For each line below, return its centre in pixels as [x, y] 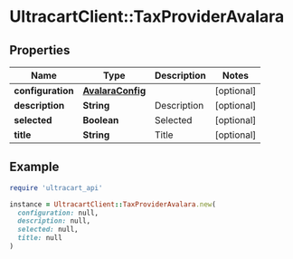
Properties [40, 50]
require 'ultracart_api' [56, 187]
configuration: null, [58, 213]
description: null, [54, 221]
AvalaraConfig [114, 91]
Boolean [101, 120]
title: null [40, 238]
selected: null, [48, 230]
